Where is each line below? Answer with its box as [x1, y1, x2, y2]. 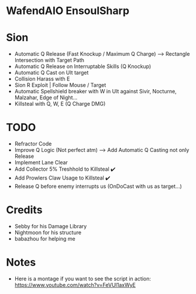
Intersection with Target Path [14, 57, 85, 64]
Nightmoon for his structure [14, 229, 82, 236]
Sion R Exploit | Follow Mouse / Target [14, 82, 106, 89]
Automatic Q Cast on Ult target [14, 69, 89, 76]
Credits [6, 204, 43, 217]
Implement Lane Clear [14, 159, 68, 166]
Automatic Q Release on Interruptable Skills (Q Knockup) [14, 63, 152, 70]
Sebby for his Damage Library [14, 223, 87, 229]
